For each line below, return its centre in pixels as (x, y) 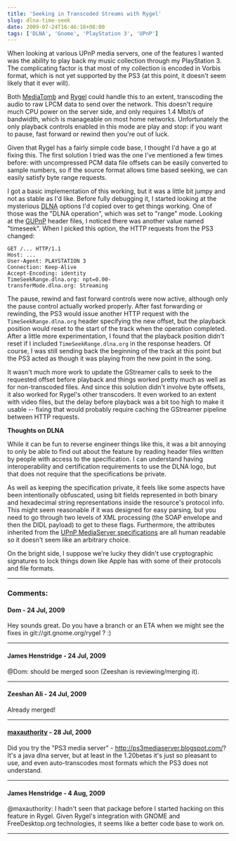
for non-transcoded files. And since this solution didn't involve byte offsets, (116, 387)
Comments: (28, 593)
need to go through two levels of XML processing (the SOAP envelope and (115, 518)
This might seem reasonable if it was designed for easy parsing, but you (112, 510)
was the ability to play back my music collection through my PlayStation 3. (114, 61)
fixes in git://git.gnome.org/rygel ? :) (59, 633)
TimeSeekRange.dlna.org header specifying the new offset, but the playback (117, 321)
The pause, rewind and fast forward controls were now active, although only (118, 299)
